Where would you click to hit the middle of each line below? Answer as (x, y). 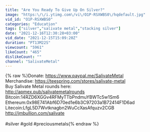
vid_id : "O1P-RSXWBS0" (29, 19)
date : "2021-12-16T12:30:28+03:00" (43, 33)
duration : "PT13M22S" (28, 43)
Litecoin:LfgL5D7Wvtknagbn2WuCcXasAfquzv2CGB (60, 108)
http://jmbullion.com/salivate (35, 113)
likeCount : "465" (23, 52)
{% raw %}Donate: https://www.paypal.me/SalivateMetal (64, 76)
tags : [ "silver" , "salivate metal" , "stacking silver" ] (63, 29)
